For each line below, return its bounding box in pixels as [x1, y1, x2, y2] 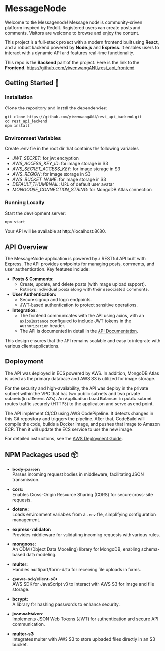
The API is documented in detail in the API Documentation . [19, 328, 139, 334]
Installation [5, 94, 33, 101]
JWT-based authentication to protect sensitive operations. [19, 302, 138, 308]
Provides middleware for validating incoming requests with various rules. [12, 531, 160, 538]
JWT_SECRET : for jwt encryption [12, 155, 79, 161]
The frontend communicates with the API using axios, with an [19, 313, 144, 319]
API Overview [5, 243, 48, 251]
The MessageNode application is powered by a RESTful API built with [5, 256, 146, 262]
